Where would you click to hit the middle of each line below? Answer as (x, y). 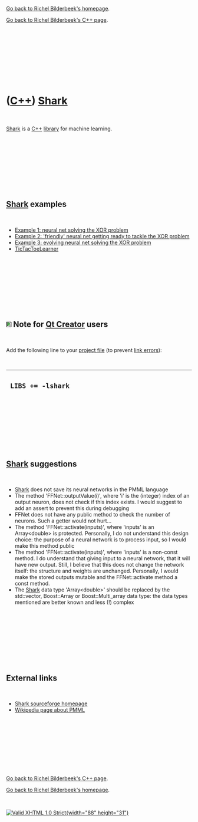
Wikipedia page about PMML (50, 710)
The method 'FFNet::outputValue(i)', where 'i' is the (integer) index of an (102, 496)
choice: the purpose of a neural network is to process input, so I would (100, 540)
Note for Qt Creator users (60, 325)
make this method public (44, 546)
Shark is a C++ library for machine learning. (59, 129)
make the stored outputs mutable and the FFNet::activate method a (96, 577)
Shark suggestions (42, 464)
